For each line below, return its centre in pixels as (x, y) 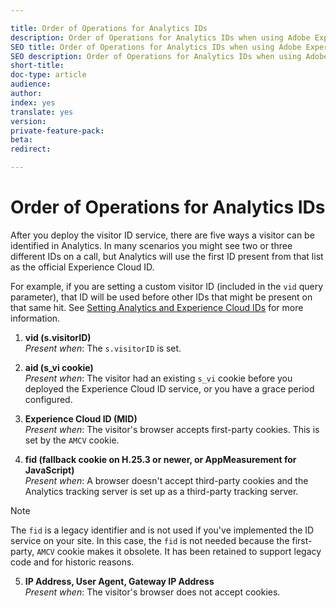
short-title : (37, 66)
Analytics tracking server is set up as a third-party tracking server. (161, 491)
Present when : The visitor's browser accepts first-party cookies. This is (172, 429)
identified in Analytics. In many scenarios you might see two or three (151, 245)
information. (35, 318)
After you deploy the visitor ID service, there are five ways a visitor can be (162, 235)
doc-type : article (48, 75)
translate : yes (42, 112)
